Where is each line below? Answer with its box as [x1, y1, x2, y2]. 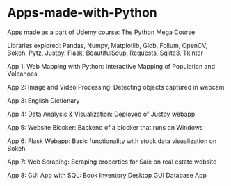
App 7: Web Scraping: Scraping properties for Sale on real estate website [7, 158, 217, 166]
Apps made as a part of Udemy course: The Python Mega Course [7, 28, 196, 36]
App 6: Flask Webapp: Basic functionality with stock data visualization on [7, 137, 217, 145]
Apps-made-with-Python [7, 5, 158, 21]
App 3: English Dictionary [7, 96, 80, 105]
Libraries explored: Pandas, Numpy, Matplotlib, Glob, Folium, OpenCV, [7, 41, 208, 49]
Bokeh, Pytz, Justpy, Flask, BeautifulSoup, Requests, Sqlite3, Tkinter [7, 49, 204, 57]
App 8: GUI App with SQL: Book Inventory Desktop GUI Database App [7, 171, 207, 179]
